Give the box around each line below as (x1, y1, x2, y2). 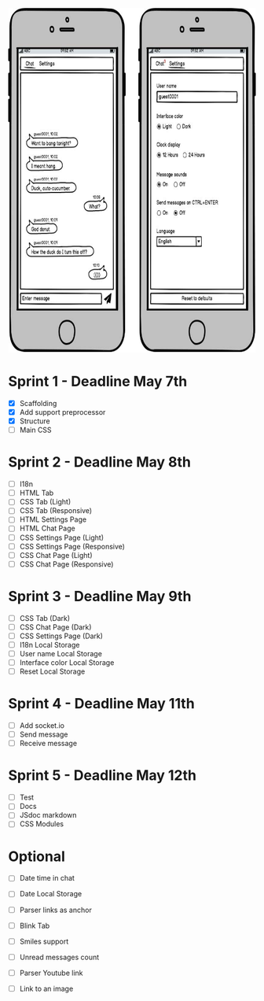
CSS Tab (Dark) (19, 613, 71, 622)
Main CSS (19, 425, 53, 435)
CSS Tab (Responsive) (19, 506, 93, 515)
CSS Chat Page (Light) (19, 550, 93, 560)
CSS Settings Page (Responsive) (19, 541, 126, 551)
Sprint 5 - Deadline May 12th (8, 766, 197, 785)
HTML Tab (19, 488, 54, 498)
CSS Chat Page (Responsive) (19, 559, 114, 569)
